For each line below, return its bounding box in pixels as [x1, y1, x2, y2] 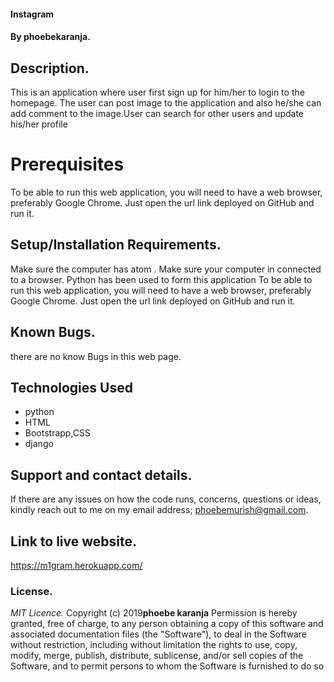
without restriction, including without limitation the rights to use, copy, [10, 639, 298, 651]
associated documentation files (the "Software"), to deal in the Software [10, 628, 308, 640]
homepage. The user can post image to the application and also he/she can [10, 97, 322, 109]
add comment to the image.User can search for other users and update [10, 108, 304, 119]
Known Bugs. [10, 324, 96, 341]
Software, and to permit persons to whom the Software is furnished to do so [10, 660, 325, 672]
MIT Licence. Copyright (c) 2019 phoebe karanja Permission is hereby [10, 607, 298, 619]
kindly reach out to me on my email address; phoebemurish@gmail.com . [10, 504, 309, 516]
